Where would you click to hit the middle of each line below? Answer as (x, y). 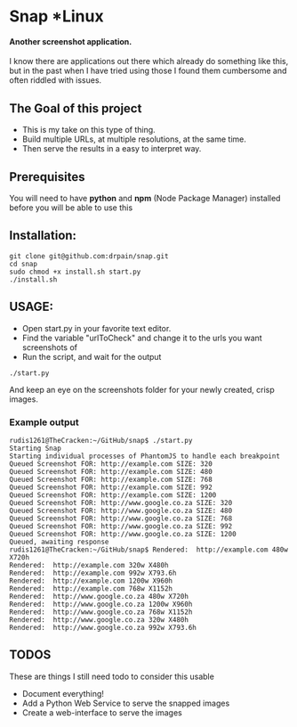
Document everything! (63, 693)
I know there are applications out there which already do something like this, (149, 61)
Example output (44, 422)
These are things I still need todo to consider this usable (112, 676)
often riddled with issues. (56, 80)
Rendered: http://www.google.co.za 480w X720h (99, 596)
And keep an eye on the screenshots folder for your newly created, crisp (142, 389)
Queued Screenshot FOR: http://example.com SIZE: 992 (111, 487)
